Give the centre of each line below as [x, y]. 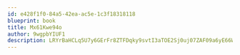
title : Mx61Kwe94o [35, 27]
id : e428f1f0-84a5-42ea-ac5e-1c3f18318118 [71, 14]
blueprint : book [31, 21]
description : [27, 41]
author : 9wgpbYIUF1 [36, 34]
